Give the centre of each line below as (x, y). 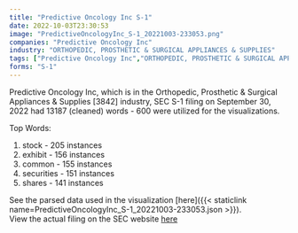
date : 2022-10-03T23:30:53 (59, 26)
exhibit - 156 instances (63, 154)
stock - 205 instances (62, 145)
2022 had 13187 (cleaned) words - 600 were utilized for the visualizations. (145, 111)
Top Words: (30, 128)
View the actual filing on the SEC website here (94, 219)
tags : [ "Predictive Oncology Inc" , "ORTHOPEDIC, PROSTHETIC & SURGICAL (142, 58)
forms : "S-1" (33, 67)
